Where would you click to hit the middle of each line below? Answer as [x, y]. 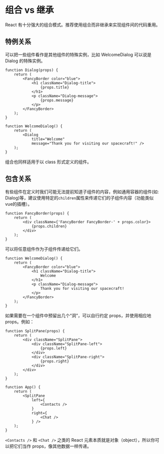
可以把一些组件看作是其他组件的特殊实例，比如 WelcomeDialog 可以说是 [78, 54]
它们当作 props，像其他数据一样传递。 [52, 446]
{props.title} [55, 87]
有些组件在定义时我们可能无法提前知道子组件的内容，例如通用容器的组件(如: [82, 192]
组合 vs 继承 [30, 10]
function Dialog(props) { [32, 70]
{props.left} [54, 348]
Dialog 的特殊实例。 [25, 61]
